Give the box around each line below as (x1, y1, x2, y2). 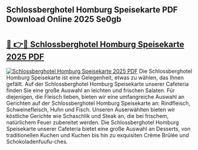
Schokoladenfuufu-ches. (6, 138, 68, 145)
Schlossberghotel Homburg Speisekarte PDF (6, 5, 178, 15)
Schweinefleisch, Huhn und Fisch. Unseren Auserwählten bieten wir (6, 106, 176, 113)
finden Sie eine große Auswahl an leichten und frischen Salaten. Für (6, 87, 175, 94)
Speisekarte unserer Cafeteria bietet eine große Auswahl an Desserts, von (6, 125, 191, 132)
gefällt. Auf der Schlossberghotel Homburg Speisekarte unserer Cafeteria (6, 81, 189, 87)
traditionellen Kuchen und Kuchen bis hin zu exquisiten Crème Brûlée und (6, 132, 189, 139)
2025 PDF (6, 51, 44, 62)
